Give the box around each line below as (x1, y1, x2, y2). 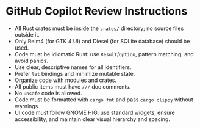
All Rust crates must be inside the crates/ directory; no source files (14, 24, 184, 32)
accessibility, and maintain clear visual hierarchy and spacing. (14, 115, 170, 123)
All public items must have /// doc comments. (14, 83, 131, 90)
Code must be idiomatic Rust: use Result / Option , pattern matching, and (14, 50, 195, 57)
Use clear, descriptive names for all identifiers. (14, 63, 132, 71)
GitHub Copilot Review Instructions (5, 4, 188, 18)
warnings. (14, 102, 40, 109)
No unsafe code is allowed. (14, 89, 83, 97)
